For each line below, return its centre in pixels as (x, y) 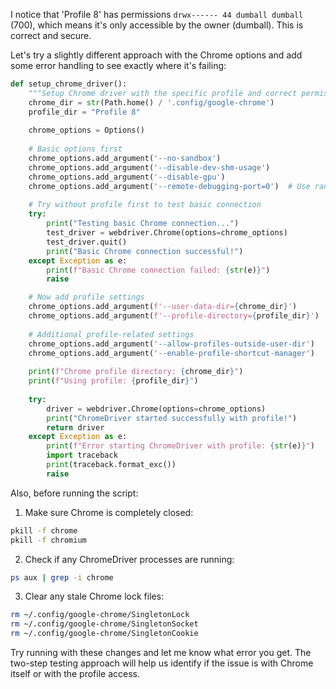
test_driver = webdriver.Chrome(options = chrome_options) (167, 233)
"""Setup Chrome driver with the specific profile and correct (163, 93)
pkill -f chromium (48, 540)
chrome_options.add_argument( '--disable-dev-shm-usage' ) (149, 167)
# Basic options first (75, 149)
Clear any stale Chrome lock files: (94, 596)
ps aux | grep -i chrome (62, 577)
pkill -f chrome (44, 530)
